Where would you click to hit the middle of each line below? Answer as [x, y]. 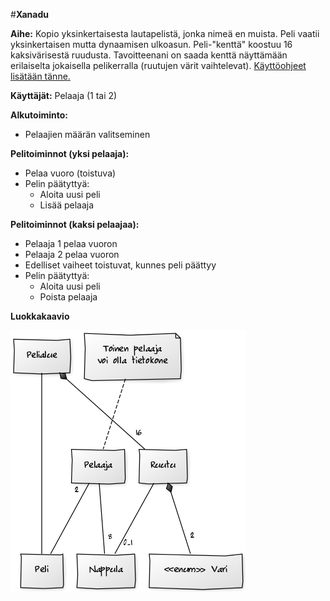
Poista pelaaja [68, 297]
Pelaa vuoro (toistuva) [70, 173]
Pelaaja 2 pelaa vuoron [72, 254]
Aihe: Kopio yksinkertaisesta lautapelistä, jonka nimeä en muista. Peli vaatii [165, 33]
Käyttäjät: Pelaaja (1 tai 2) [64, 95]
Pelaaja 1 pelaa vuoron [71, 243]
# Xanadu [29, 14]
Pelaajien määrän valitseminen [87, 134]
